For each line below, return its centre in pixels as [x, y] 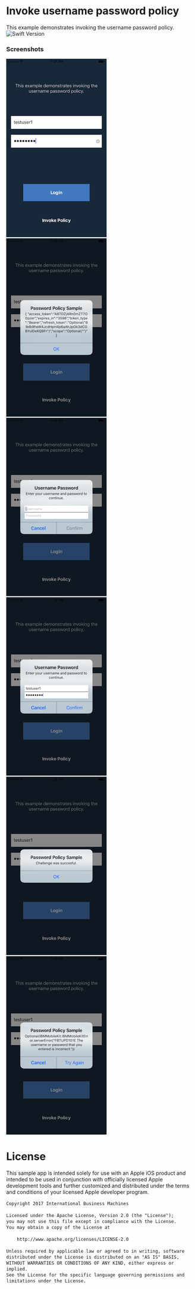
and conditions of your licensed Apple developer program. [78, 1192]
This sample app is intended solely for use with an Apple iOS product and [96, 1173]
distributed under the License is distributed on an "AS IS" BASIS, [93, 1257]
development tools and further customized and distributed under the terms [98, 1186]
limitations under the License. [46, 1281]
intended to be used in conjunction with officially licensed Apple [85, 1180]
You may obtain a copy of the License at [58, 1228]
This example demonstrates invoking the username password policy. [90, 27]
